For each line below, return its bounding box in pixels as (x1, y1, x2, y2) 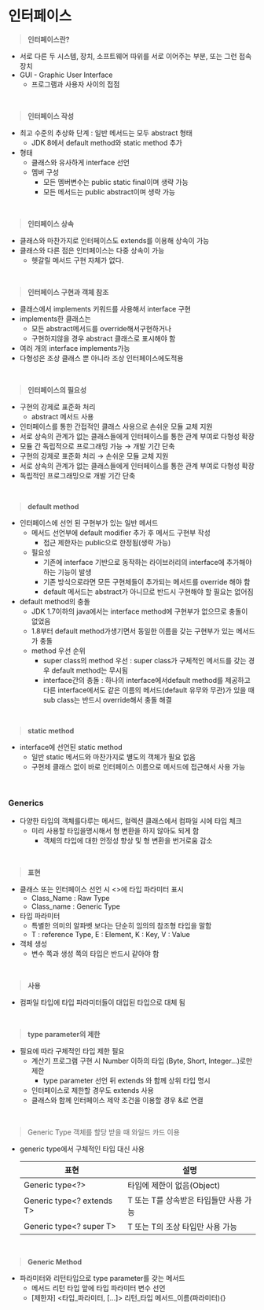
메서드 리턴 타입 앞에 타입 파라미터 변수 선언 (31, 1283, 166, 1293)
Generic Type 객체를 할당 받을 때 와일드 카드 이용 (27, 1127, 181, 1137)
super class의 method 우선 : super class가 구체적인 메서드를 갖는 (42, 655, 247, 665)
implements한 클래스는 (19, 314, 92, 323)
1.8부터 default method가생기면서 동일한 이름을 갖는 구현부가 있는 (31, 626, 234, 636)
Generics (8, 797, 44, 808)
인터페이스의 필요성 (27, 385, 87, 394)
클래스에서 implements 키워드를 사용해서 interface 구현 (19, 304, 191, 313)
